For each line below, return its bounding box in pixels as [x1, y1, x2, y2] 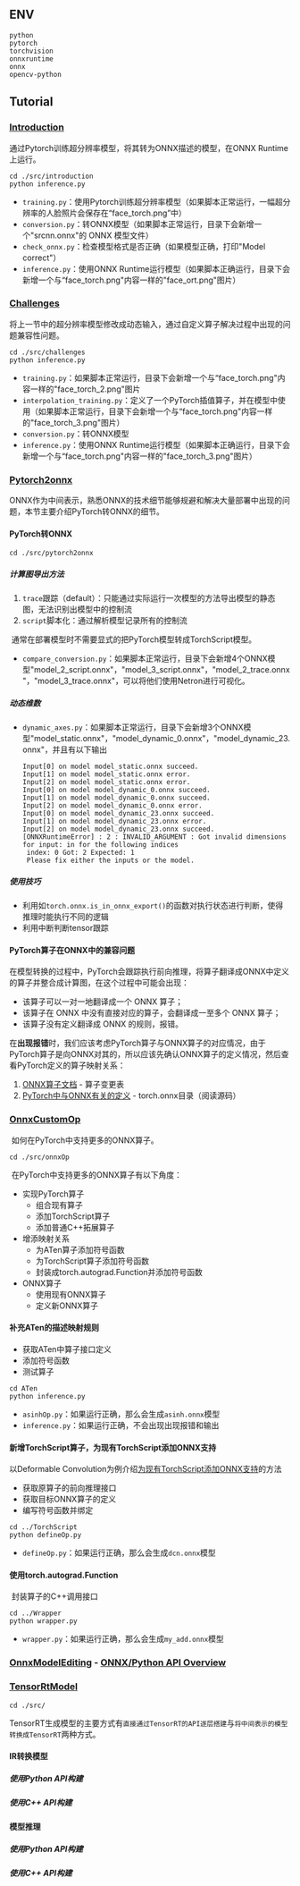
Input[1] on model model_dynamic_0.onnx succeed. [21, 793, 212, 803]
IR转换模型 [9, 1751, 49, 1762]
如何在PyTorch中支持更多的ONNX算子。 [11, 1135, 159, 1146]
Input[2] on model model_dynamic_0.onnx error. [21, 801, 203, 810]
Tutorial [9, 94, 54, 110]
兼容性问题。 [16, 330, 64, 341]
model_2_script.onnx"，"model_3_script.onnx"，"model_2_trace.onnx [34, 664, 290, 675]
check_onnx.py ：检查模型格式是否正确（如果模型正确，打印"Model [21, 241, 266, 251]
